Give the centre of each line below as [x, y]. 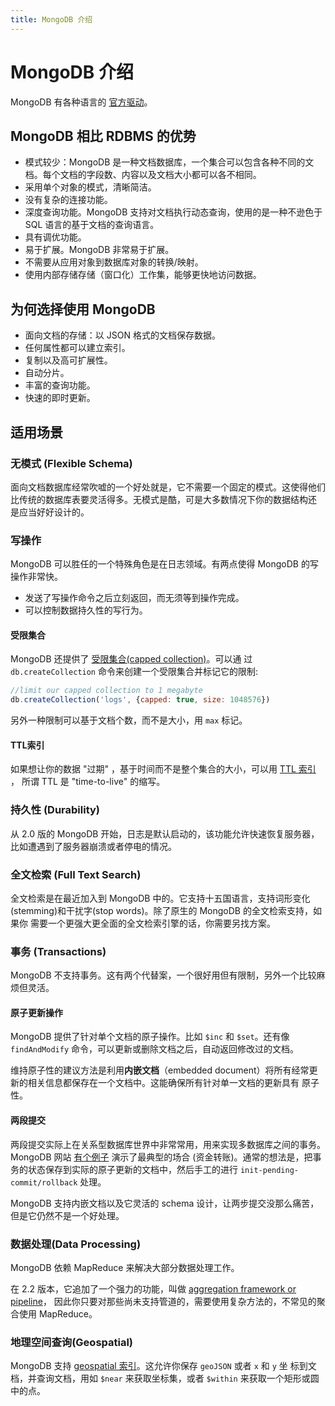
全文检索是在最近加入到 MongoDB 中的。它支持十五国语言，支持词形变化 [160, 898]
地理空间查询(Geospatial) [72, 1342]
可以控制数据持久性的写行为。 [86, 610]
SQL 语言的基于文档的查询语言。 [92, 225]
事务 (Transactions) [58, 951]
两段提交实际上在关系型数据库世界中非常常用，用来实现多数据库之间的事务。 [168, 1144]
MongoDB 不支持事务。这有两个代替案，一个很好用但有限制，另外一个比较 [163, 975]
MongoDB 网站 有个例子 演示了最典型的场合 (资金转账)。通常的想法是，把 [161, 1157]
